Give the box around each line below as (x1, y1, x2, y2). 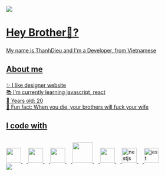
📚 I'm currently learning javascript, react (6, 89, 106, 96)
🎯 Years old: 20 (6, 97, 44, 105)
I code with (6, 120, 48, 131)
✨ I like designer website (6, 82, 67, 89)
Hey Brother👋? (6, 26, 79, 40)
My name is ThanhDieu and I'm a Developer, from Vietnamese (6, 47, 157, 54)
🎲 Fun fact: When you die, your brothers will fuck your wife (6, 103, 149, 110)
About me (6, 64, 43, 74)
